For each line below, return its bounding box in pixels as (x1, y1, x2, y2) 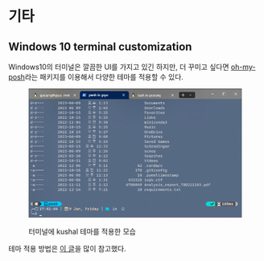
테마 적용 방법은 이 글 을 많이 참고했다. (8, 243, 126, 253)
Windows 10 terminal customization (8, 39, 192, 53)
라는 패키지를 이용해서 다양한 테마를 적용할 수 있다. (24, 72, 184, 81)
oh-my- (230, 62, 256, 71)
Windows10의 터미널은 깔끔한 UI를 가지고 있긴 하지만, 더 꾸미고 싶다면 (8, 62, 229, 71)
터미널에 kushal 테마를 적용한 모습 (28, 226, 137, 236)
